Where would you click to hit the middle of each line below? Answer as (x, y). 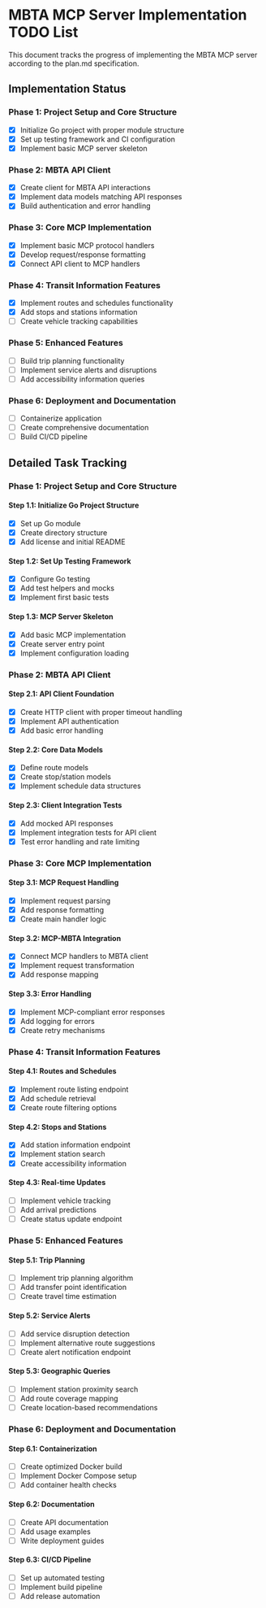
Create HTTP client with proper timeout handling (101, 712)
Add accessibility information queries (82, 379)
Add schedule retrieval (58, 1099)
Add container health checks (69, 1485)
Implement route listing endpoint (74, 1089)
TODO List (43, 32)
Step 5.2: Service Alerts (49, 1315)
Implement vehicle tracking (65, 1201)
